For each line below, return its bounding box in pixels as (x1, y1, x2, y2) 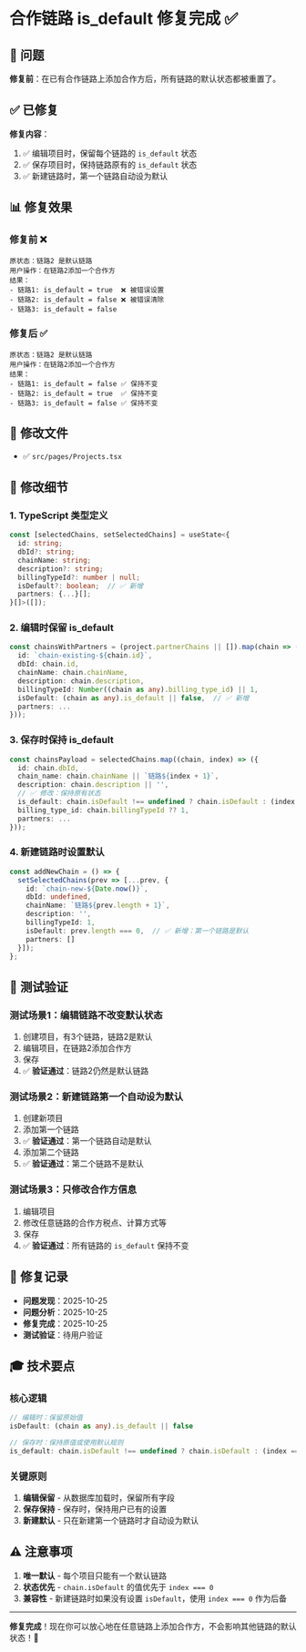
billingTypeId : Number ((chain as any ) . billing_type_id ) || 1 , (17, 685, 259, 694)
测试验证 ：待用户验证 (22, 1329, 103, 1340)
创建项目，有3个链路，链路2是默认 (22, 1031, 153, 1043)
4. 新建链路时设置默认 (9, 846, 105, 859)
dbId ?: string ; (17, 547, 76, 556)
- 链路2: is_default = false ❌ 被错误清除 (9, 295, 165, 304)
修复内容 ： (9, 128, 50, 139)
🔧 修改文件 (9, 425, 68, 442)
